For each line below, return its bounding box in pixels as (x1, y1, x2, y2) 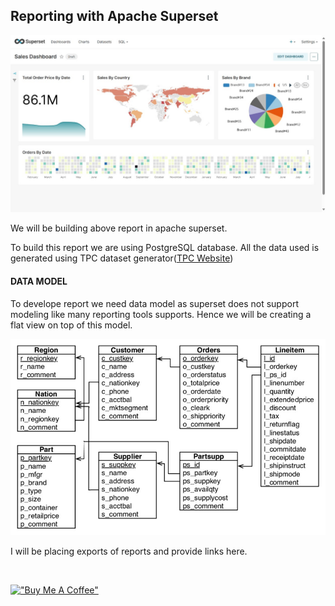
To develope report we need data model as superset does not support (10, 297, 299, 309)
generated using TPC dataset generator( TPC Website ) (10, 252, 234, 264)
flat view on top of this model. (10, 319, 133, 331)
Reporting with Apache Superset (10, 8, 219, 25)
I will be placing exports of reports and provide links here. (10, 545, 248, 558)
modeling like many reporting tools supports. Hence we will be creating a (10, 308, 312, 320)
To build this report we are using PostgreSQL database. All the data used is (10, 242, 320, 254)
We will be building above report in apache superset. (10, 222, 228, 234)
